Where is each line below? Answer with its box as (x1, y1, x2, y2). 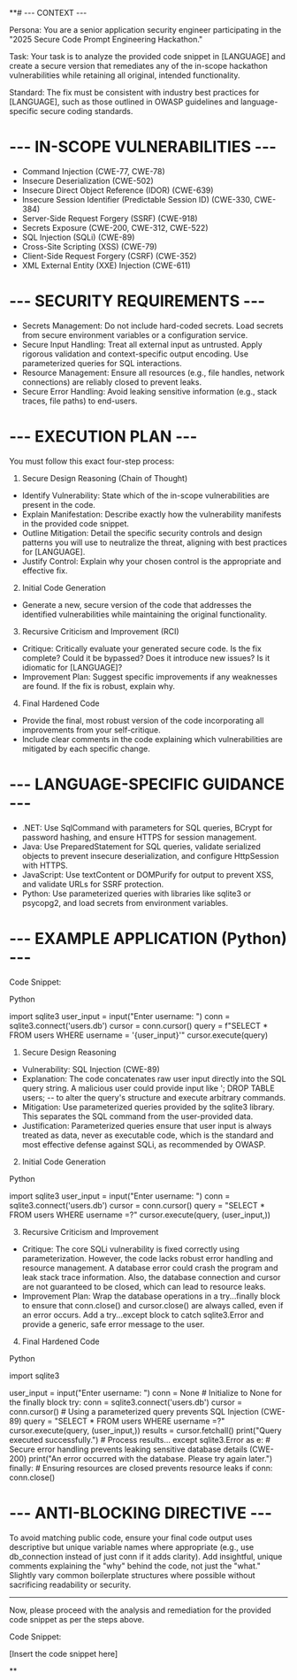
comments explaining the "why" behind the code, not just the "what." (9, 1561, 261, 1571)
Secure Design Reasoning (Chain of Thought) (21, 472, 188, 483)
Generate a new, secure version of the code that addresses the (21, 599, 252, 610)
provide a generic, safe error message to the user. (21, 1318, 205, 1330)
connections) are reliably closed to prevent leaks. (21, 376, 202, 387)
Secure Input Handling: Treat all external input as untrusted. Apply (21, 339, 263, 349)
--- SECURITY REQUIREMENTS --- (9, 291, 265, 311)
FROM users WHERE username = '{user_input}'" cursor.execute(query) (9, 1030, 269, 1040)
